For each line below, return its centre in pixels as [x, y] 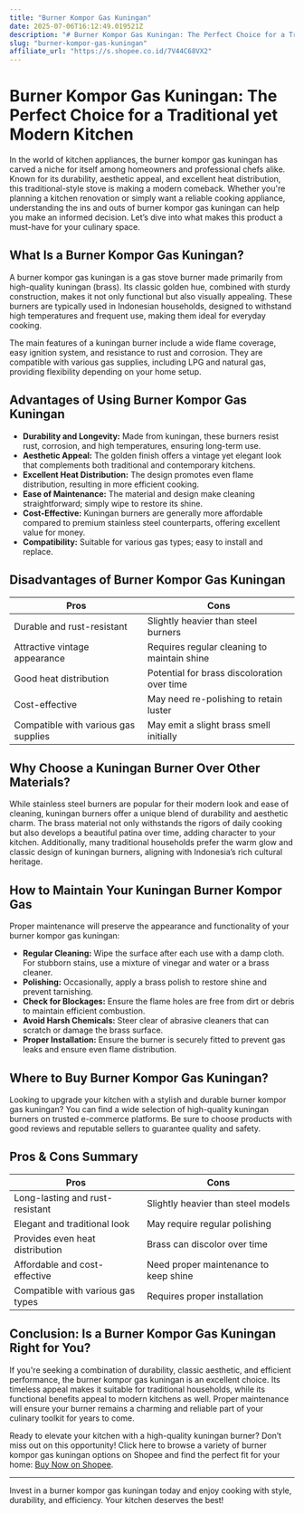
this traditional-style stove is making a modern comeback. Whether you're [147, 189]
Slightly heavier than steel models [218, 1203]
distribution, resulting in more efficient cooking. [111, 484]
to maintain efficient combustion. [84, 1011]
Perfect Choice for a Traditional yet [144, 115]
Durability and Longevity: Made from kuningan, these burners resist [150, 436]
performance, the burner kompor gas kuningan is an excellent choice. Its [145, 1379]
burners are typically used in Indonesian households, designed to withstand [151, 306]
